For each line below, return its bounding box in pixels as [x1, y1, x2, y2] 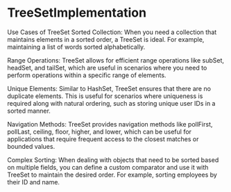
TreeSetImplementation [7, 5, 147, 21]
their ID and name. [7, 177, 60, 186]
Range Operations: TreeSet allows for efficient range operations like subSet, [7, 56, 224, 64]
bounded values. [7, 142, 55, 150]
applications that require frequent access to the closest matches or [7, 134, 199, 143]
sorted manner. [7, 106, 51, 115]
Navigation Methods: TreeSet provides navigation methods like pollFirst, [7, 120, 213, 128]
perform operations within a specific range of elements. [7, 71, 166, 79]
